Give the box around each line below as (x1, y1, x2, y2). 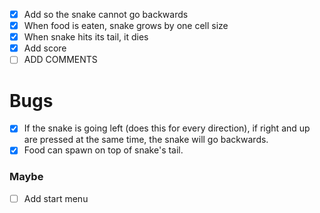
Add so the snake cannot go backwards (23, 9, 189, 20)
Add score (23, 42, 67, 54)
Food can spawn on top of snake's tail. (23, 144, 184, 156)
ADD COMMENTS (23, 54, 98, 66)
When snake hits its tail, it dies (23, 31, 149, 43)
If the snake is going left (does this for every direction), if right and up (23, 122, 311, 134)
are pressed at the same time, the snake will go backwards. (23, 134, 269, 146)
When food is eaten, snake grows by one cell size (23, 20, 229, 32)
